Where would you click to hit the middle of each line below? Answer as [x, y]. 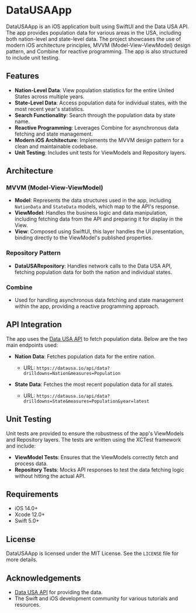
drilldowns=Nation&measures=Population [72, 373]
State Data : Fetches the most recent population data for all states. [94, 384]
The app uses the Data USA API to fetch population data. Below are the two [97, 338]
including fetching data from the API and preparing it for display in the [99, 219]
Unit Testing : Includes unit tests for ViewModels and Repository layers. [100, 153]
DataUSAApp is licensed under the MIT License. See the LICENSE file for [92, 553]
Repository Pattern [33, 253]
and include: [21, 446]
